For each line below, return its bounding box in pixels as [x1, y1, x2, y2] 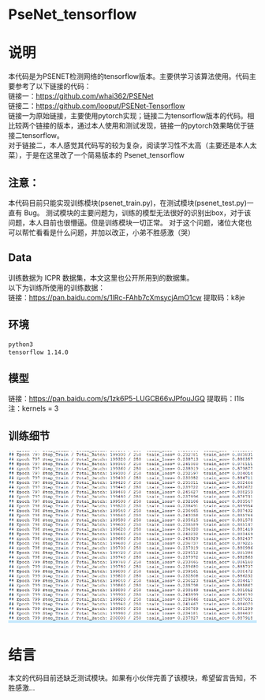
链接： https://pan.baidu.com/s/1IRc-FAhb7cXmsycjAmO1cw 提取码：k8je [8, 292, 245, 302]
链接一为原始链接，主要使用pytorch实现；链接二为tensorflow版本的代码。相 [8, 111, 255, 121]
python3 [8, 341, 34, 348]
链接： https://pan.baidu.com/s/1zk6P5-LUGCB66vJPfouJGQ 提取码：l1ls [8, 394, 244, 404]
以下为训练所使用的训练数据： [8, 282, 105, 292]
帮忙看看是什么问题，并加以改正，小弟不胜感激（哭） [21, 227, 195, 237]
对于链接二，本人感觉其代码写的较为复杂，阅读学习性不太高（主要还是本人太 [8, 140, 257, 151]
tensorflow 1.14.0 [8, 348, 69, 356]
